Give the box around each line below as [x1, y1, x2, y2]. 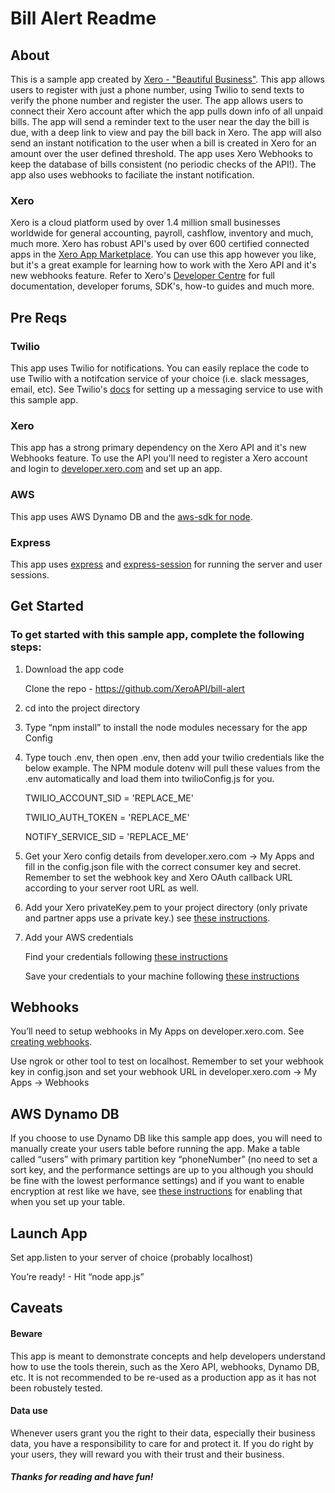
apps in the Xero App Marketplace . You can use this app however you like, [10, 248, 317, 261]
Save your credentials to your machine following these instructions [24, 970, 300, 982]
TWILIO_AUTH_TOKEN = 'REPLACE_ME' [24, 811, 190, 823]
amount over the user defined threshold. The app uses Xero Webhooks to [10, 148, 313, 159]
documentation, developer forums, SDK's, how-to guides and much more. [10, 280, 315, 292]
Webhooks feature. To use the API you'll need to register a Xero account [10, 452, 308, 464]
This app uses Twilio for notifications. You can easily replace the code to [10, 362, 310, 374]
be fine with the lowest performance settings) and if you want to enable [10, 1175, 305, 1187]
